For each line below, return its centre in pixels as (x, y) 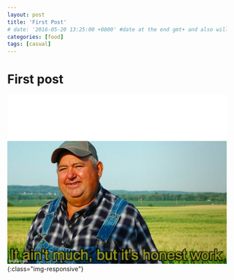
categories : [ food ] (36, 37)
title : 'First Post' (37, 22)
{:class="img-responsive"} (46, 269)
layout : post (26, 15)
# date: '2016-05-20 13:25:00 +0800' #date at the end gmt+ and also (110, 29)
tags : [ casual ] (29, 44)
